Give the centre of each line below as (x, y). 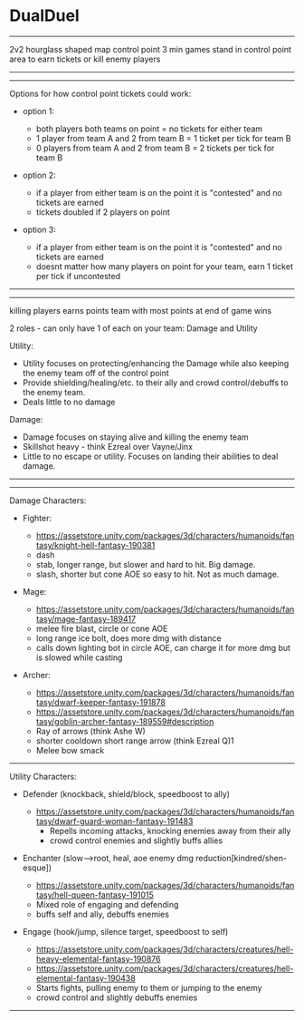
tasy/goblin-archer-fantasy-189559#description (125, 721)
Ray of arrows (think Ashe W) (91, 731)
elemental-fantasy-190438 (85, 978)
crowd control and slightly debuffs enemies (117, 997)
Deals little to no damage (69, 402)
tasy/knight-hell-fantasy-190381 (95, 545)
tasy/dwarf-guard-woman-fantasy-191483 (114, 821)
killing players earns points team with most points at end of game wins (141, 310)
